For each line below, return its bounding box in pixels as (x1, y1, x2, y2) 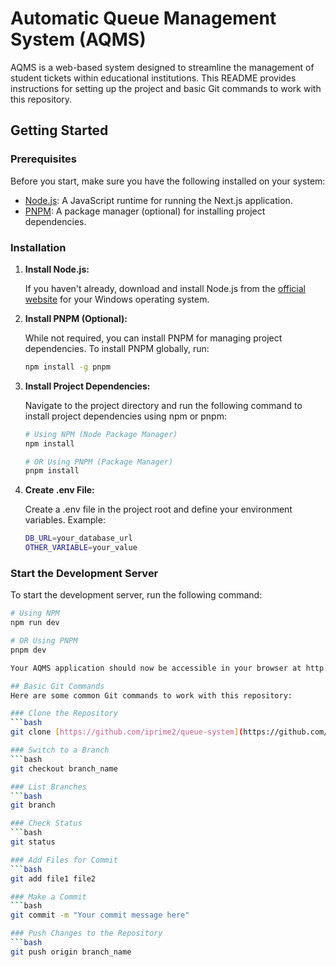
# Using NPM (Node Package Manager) (24, 429, 178, 439)
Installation (10, 240, 67, 254)
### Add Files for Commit (10, 855, 118, 865)
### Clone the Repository (10, 708, 118, 719)
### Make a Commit (10, 892, 87, 902)
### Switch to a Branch (10, 745, 110, 756)
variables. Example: (24, 514, 106, 526)
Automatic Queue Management (10, 7, 277, 30)
